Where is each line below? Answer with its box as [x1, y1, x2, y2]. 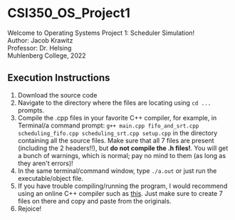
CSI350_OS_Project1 [7, 5, 130, 21]
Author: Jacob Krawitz [7, 36, 73, 44]
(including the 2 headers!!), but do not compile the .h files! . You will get [17, 144, 229, 152]
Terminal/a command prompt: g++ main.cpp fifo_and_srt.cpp [17, 121, 199, 130]
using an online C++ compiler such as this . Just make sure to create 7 [17, 189, 223, 197]
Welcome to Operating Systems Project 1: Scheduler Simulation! [7, 28, 194, 37]
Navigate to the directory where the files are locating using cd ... [17, 98, 211, 107]
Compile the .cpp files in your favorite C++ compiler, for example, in [17, 113, 217, 122]
